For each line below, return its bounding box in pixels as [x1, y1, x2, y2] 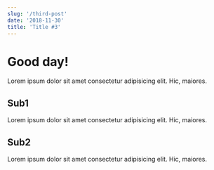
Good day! [7, 53, 69, 70]
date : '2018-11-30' [7, 17, 65, 24]
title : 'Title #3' [7, 23, 61, 30]
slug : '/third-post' [7, 10, 68, 18]
